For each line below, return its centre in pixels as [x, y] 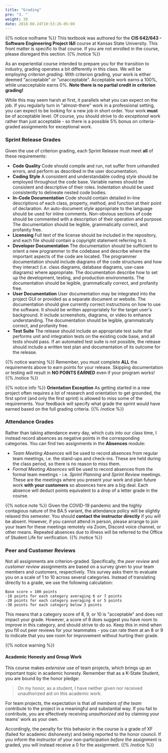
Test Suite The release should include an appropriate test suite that [82, 331]
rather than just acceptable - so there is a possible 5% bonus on [71, 121]
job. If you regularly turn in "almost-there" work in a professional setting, [80, 105]
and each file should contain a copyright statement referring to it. [80, 240]
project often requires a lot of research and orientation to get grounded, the [83, 393]
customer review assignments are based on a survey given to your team [80, 567]
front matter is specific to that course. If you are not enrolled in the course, [82, 49]
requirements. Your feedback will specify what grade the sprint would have [83, 404]
